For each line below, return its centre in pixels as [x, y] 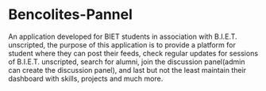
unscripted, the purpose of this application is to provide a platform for [122, 44]
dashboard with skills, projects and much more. [86, 78]
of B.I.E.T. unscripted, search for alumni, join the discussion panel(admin [127, 62]
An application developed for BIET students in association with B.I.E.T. [123, 36]
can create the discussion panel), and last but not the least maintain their [127, 70]
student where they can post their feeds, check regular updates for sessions [133, 53]
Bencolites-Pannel [71, 15]
